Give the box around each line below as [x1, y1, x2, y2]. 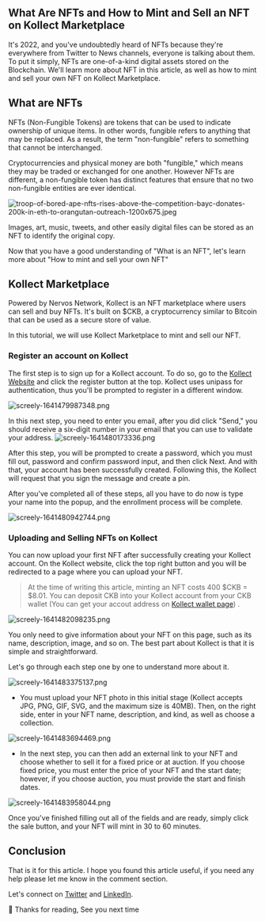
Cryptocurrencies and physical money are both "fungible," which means [8, 158, 244, 167]
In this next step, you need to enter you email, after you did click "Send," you [8, 416, 258, 425]
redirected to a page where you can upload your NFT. [8, 567, 184, 577]
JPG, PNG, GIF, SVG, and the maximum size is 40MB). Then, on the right [19, 701, 256, 711]
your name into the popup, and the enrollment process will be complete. [8, 497, 243, 506]
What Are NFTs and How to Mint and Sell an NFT [8, 6, 251, 20]
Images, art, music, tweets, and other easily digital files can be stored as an [8, 222, 255, 232]
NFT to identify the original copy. [8, 230, 115, 240]
